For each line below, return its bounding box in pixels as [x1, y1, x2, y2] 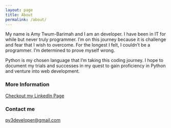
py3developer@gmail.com [5, 117, 61, 123]
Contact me [5, 105, 35, 113]
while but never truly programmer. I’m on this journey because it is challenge [5, 36, 166, 42]
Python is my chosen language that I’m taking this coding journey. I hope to [5, 57, 163, 63]
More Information [5, 81, 50, 88]
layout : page [5, 7, 33, 13]
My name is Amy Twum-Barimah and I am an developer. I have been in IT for [5, 31, 166, 37]
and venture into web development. [5, 68, 80, 74]
